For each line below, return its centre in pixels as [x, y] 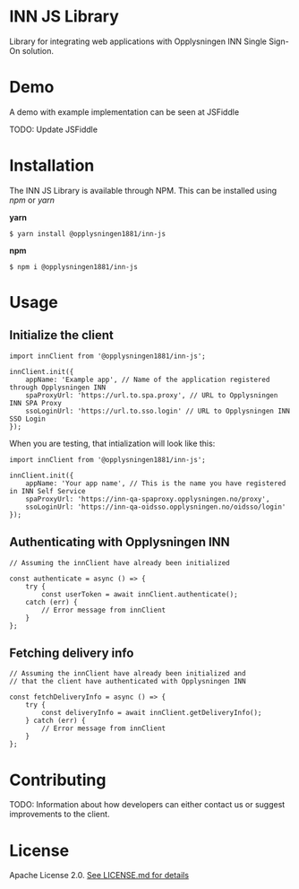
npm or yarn [32, 200]
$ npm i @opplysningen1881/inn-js [74, 266]
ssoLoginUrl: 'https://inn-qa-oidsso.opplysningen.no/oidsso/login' [156, 507]
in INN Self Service [48, 491]
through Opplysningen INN [57, 388]
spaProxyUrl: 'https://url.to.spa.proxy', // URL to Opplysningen [152, 395]
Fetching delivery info [72, 654]
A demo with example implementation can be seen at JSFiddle [124, 112]
